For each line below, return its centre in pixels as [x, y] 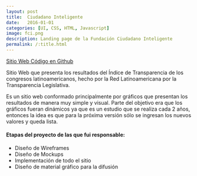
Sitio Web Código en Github [40, 61]
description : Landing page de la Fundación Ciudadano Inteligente [89, 39]
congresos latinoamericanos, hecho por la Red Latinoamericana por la [91, 79]
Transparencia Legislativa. [38, 85]
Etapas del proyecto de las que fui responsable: [65, 135]
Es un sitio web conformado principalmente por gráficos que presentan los [97, 96]
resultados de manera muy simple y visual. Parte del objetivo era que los [94, 102]
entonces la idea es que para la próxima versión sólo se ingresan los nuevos [99, 115]
